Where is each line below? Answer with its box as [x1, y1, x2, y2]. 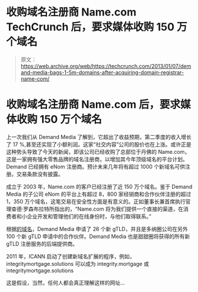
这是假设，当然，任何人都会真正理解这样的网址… [6, 279, 126, 286]
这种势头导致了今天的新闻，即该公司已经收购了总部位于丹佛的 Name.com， [6, 148, 190, 155]
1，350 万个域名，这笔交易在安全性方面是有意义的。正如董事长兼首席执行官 [6, 198, 191, 205]
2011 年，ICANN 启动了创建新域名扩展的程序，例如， [6, 253, 135, 260]
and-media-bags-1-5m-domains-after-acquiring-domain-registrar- [20, 69, 184, 76]
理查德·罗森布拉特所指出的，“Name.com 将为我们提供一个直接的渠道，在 [6, 205, 184, 212]
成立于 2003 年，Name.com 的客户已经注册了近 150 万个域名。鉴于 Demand [6, 183, 193, 190]
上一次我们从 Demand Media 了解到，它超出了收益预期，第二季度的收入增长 [6, 133, 191, 140]
